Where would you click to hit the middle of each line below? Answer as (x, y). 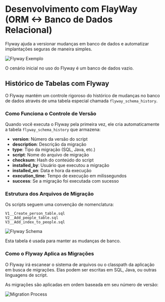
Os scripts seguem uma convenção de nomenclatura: (60, 205)
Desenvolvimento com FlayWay (71, 9)
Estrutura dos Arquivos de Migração (49, 193)
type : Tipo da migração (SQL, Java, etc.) (54, 150)
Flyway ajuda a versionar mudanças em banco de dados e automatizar (77, 43)
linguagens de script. (27, 275)
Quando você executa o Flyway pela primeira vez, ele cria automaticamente (82, 124)
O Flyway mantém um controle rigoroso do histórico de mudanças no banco (82, 95)
